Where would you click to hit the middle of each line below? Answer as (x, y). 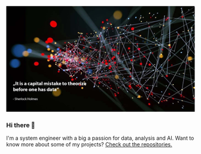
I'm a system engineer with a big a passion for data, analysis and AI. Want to (100, 138)
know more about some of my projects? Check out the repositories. (89, 144)
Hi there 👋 (21, 125)
